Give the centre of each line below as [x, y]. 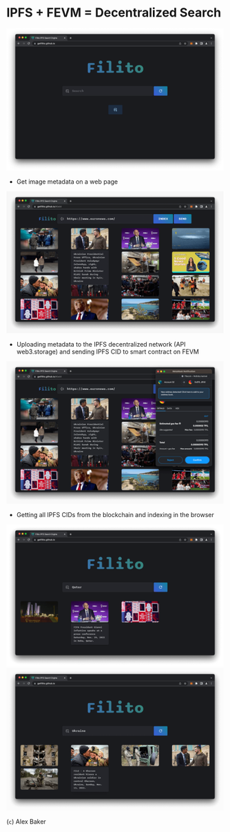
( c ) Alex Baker [26, 821]
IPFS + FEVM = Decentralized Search [114, 13]
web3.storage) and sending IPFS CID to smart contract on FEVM [108, 352]
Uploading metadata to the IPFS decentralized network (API [101, 345]
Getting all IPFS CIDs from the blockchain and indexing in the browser [115, 515]
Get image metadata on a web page [67, 182]
